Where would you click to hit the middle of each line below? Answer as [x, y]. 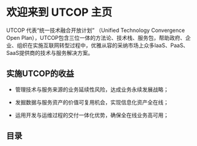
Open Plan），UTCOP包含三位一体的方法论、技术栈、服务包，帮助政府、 [96, 37]
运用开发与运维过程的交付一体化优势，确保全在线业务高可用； [92, 115]
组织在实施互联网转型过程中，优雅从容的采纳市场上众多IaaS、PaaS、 [103, 45]
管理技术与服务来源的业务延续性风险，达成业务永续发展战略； [92, 89]
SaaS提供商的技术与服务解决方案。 [50, 52]
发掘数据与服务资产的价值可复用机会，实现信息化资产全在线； [92, 102]
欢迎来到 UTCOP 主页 [59, 12]
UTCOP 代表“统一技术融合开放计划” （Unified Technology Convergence [96, 30]
